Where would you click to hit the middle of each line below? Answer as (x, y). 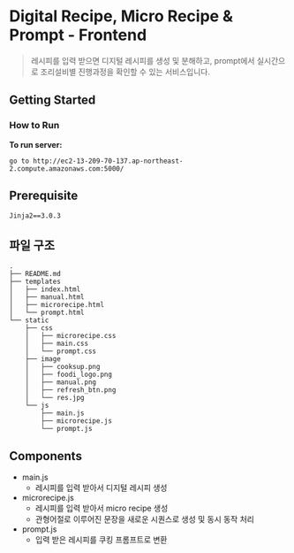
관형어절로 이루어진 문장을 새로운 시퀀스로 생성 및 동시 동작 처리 (144, 519)
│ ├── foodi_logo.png (69, 375)
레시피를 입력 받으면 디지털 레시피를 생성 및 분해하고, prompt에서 (143, 60)
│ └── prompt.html (47, 313)
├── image (43, 359)
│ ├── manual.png (61, 382)
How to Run (34, 126)
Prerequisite (44, 196)
